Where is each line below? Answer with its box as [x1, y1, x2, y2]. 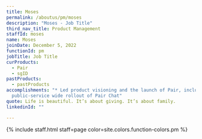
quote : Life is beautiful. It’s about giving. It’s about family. [6, 98, 176, 104]
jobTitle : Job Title [6, 54, 58, 60]
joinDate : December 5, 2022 [6, 43, 77, 49]
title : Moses [6, 8, 39, 15]
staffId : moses [6, 31, 44, 37]
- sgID [11, 70, 28, 76]
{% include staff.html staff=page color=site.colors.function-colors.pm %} [6, 126, 188, 133]
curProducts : [6, 59, 39, 65]
